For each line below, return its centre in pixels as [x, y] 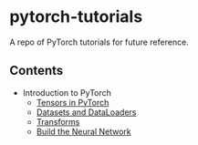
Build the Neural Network [83, 131]
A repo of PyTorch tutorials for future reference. [99, 42]
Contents [36, 71]
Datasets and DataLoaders [86, 112]
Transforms [58, 121]
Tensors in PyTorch [73, 102]
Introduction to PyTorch [67, 92]
